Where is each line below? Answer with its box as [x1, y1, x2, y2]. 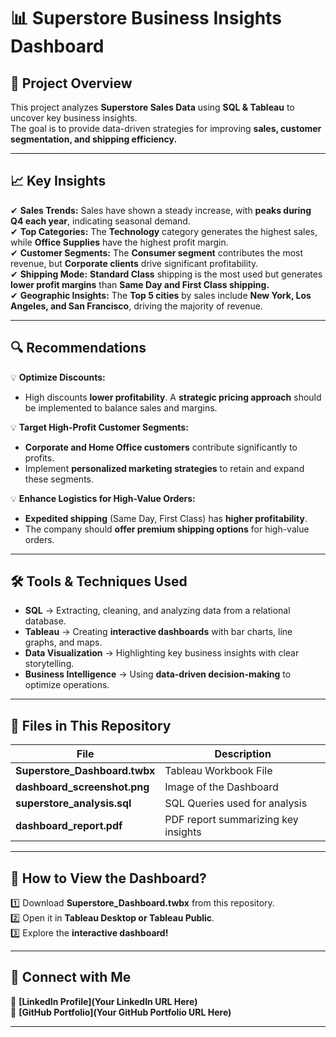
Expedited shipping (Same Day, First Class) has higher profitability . [24, 512, 308, 524]
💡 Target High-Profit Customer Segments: [10, 421, 189, 433]
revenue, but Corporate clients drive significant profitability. [10, 257, 259, 269]
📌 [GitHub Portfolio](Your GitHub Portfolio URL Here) [10, 1006, 232, 1018]
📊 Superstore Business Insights [10, 7, 282, 30]
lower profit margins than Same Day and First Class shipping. [10, 278, 270, 290]
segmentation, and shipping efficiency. [10, 133, 178, 145]
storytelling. [24, 658, 75, 670]
